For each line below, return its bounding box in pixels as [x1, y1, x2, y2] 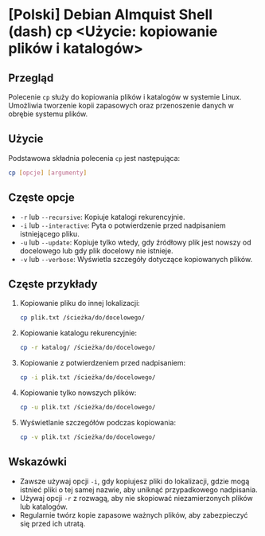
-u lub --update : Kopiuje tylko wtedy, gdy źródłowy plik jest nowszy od [19, 237, 252, 247]
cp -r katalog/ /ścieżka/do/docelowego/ [19, 344, 156, 352]
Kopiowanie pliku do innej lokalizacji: [19, 299, 141, 308]
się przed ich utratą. [19, 518, 86, 528]
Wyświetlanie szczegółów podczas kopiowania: [19, 417, 177, 427]
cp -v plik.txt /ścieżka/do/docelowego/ [19, 432, 156, 441]
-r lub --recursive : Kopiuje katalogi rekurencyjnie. [19, 212, 185, 221]
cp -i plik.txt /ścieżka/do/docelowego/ [19, 374, 156, 381]
